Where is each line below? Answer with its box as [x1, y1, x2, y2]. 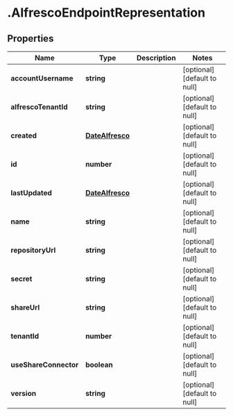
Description [136, 53, 176, 63]
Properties [7, 33, 54, 44]
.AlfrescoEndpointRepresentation [7, 5, 206, 21]
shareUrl [10, 303, 40, 312]
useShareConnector [10, 360, 79, 369]
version [10, 389, 37, 398]
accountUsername [10, 74, 74, 83]
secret [10, 274, 33, 283]
